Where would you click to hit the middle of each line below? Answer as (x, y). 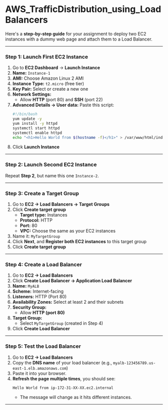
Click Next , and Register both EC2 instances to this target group (79, 242)
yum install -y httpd (35, 123)
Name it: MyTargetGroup (36, 236)
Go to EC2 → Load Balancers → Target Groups (61, 204)
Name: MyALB (26, 286)
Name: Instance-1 (31, 73)
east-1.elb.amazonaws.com (39, 368)
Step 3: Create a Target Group (42, 193)
